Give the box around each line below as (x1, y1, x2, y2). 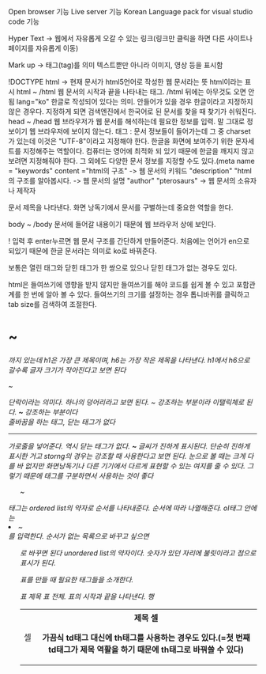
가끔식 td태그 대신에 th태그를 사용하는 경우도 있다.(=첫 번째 (42, 632, 250, 643)
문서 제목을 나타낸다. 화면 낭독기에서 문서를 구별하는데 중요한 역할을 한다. (8, 203, 234, 212)
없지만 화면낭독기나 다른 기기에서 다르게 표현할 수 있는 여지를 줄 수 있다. (24, 461, 246, 471)
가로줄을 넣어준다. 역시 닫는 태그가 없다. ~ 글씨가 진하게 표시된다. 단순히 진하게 (8, 441, 250, 451)
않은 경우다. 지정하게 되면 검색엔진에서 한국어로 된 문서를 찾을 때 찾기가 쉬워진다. (8, 107, 257, 116)
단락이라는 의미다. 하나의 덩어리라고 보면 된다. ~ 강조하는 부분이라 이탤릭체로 (8, 397, 245, 407)
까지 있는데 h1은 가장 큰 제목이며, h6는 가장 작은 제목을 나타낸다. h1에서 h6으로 (8, 355, 250, 365)
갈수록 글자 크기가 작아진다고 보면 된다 (8, 365, 126, 374)
